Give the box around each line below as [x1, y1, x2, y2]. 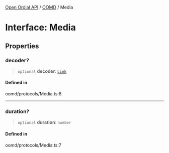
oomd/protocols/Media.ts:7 [5, 142, 62, 148]
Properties [5, 42, 39, 50]
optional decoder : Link [17, 68, 67, 74]
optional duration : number [17, 119, 71, 125]
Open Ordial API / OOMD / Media [5, 5, 73, 10]
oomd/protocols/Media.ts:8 [5, 91, 62, 97]
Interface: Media [5, 22, 76, 33]
